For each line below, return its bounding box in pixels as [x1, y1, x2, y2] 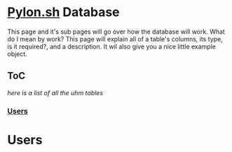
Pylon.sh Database [7, 4, 121, 20]
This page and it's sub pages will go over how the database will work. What [7, 27, 226, 36]
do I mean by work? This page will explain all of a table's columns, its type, [7, 34, 223, 43]
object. [7, 50, 28, 58]
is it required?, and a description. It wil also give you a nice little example [7, 42, 216, 50]
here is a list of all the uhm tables [7, 88, 104, 97]
